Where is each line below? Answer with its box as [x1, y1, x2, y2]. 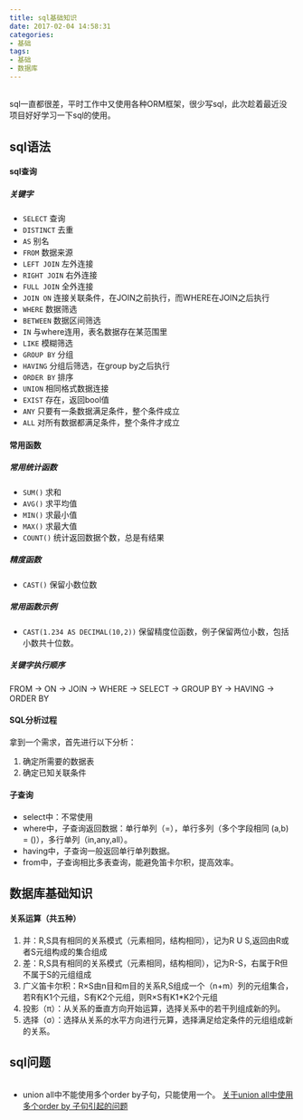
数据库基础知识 [9, 886, 93, 901]
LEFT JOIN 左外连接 [22, 258, 94, 269]
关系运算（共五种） [9, 913, 81, 924]
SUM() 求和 [22, 486, 62, 497]
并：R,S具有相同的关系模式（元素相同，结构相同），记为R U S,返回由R [22, 935, 282, 946]
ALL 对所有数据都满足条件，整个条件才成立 [22, 417, 181, 428]
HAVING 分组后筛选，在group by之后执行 [22, 360, 170, 372]
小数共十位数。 [22, 637, 79, 648]
